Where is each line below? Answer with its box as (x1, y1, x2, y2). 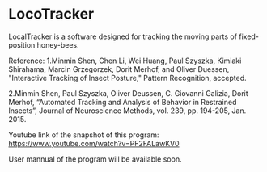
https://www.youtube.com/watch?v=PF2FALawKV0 (8, 138, 180, 148)
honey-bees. (36, 40, 79, 49)
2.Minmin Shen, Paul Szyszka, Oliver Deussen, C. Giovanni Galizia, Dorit (8, 88, 248, 98)
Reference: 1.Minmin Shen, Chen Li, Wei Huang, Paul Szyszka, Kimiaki (8, 56, 242, 65)
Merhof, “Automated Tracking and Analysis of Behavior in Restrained (8, 97, 237, 107)
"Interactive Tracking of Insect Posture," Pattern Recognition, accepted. (8, 73, 247, 82)
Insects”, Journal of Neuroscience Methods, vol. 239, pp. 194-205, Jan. (8, 106, 247, 115)
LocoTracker (8, 5, 95, 23)
